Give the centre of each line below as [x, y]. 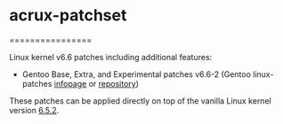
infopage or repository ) [97, 83]
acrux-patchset [68, 15]
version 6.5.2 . [34, 110]
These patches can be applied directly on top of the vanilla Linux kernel [140, 101]
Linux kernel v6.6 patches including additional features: [111, 57]
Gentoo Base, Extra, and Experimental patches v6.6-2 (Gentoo [137, 74]
